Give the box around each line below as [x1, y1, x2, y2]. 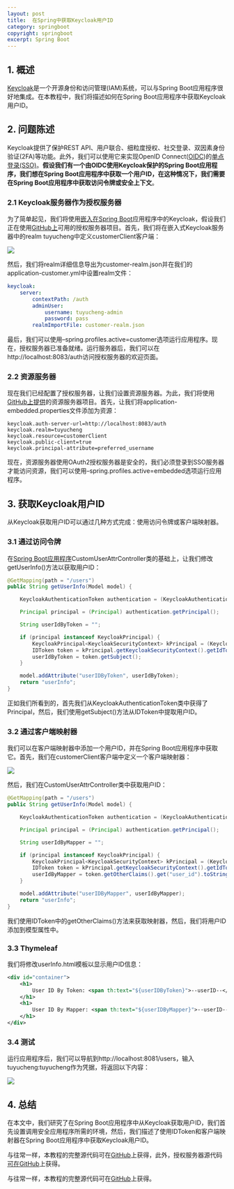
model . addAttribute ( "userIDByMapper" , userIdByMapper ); [19, 890, 186, 897]
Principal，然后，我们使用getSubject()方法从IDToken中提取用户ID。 [7, 707, 201, 716]
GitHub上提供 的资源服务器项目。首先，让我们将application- [7, 397, 178, 406]
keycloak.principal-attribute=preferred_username [7, 445, 155, 452]
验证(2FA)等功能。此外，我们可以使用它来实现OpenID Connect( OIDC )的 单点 [7, 152, 224, 161]
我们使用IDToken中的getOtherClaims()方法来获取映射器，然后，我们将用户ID [7, 917, 226, 925]
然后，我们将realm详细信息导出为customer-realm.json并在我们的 [7, 260, 193, 269]
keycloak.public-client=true [7, 439, 92, 446]
